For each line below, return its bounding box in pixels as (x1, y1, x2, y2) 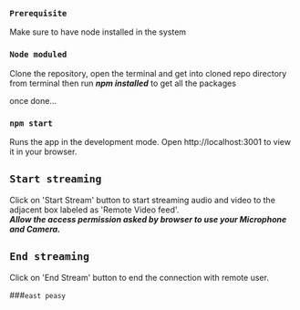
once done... (9, 95, 57, 106)
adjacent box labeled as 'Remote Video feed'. (9, 204, 180, 215)
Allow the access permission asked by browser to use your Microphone (9, 213, 287, 224)
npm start (9, 118, 53, 129)
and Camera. (9, 223, 61, 234)
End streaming (9, 250, 89, 263)
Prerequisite (9, 8, 67, 18)
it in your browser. (9, 146, 78, 157)
